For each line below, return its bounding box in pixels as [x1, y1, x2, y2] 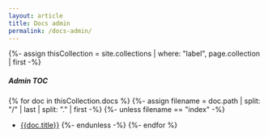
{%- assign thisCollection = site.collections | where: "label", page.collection [8, 49, 261, 59]
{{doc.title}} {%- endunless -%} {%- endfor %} [19, 120, 178, 130]
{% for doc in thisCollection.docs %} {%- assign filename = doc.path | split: [8, 96, 261, 106]
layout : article [8, 11, 63, 20]
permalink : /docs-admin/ [8, 27, 92, 35]
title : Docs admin [8, 19, 70, 27]
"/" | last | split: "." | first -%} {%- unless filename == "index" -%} [8, 105, 225, 114]
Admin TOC [8, 76, 49, 85]
